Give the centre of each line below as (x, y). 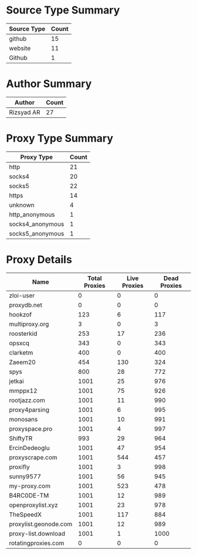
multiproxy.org (29, 324)
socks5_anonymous (37, 233)
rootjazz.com (27, 400)
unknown (22, 205)
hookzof (21, 314)
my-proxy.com (30, 486)
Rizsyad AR (25, 112)
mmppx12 (23, 390)
